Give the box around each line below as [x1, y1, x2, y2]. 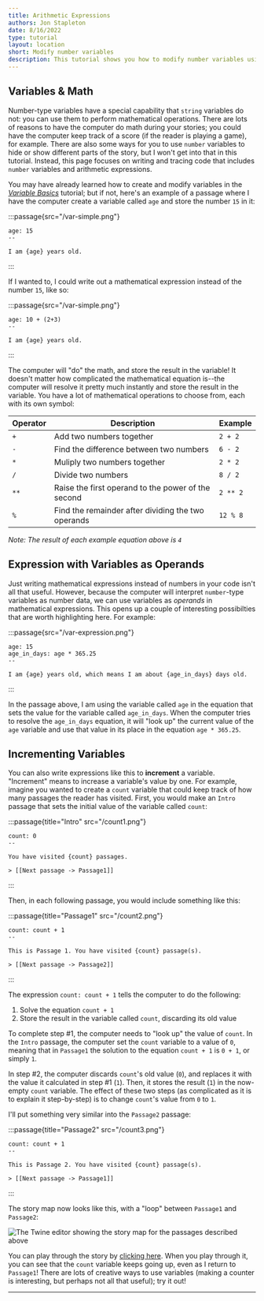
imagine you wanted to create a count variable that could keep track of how [8, 785, 252, 795]
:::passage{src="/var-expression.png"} [8, 628, 135, 637]
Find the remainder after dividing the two [53, 505, 204, 516]
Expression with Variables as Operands [8, 557, 204, 572]
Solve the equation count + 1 [19, 1005, 115, 1015]
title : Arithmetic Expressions [8, 11, 111, 20]
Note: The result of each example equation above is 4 [8, 535, 182, 544]
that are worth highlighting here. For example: [8, 612, 156, 621]
